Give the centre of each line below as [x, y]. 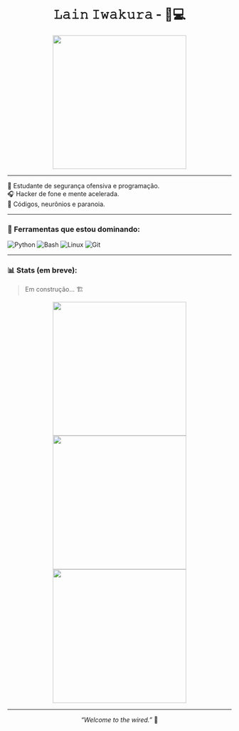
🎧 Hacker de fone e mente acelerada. [63, 193]
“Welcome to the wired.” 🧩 [119, 720]
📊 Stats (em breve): [42, 270]
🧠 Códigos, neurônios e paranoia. [56, 204]
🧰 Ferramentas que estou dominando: [74, 229]
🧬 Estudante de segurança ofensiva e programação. [84, 185]
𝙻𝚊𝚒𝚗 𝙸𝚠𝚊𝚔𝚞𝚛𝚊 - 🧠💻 [119, 15]
